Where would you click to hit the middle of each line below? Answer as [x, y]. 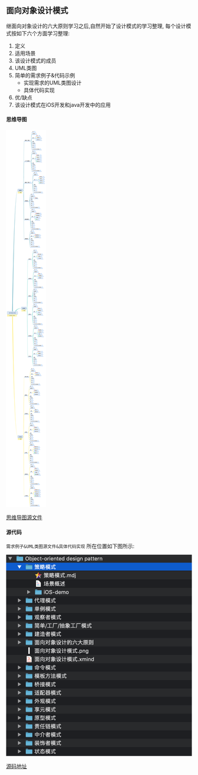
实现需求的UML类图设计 [52, 83]
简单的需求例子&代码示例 [45, 75]
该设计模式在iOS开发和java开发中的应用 [62, 104]
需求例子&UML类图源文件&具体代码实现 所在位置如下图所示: [70, 546]
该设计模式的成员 [35, 60]
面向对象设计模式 [37, 11]
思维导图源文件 [24, 517]
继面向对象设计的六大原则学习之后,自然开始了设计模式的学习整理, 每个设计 [96, 26]
